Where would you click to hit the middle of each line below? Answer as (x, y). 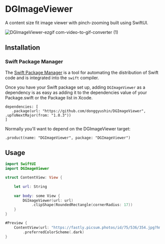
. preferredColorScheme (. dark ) (54, 232)
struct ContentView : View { (34, 178)
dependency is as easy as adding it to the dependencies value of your (76, 92)
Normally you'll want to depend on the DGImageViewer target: (68, 128)
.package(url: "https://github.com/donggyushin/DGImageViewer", (79, 111)
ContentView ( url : (32, 227)
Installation (23, 48)
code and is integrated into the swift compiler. (52, 78)
